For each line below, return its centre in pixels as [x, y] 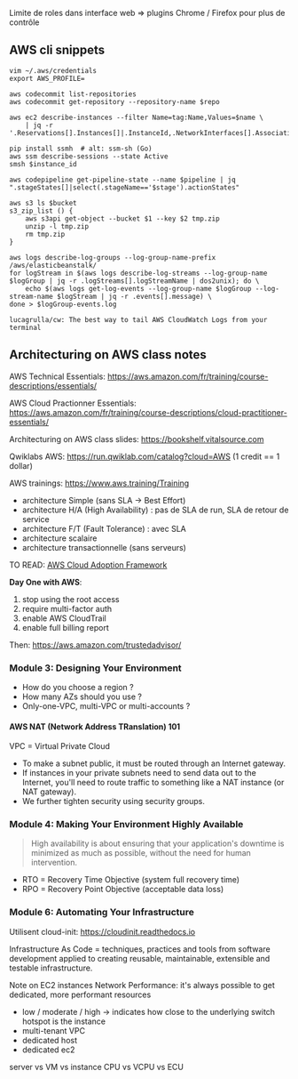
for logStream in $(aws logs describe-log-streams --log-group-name [138, 273]
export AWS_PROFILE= [47, 78]
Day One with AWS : [46, 582]
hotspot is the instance [64, 1021]
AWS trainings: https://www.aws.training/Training [99, 483]
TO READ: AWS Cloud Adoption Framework [88, 565]
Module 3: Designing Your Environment [95, 668]
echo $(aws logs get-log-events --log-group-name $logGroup [138, 288]
